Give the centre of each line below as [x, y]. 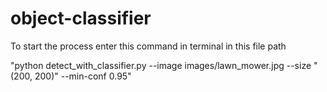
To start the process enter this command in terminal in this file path [148, 46]
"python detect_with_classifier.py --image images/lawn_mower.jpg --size [161, 65]
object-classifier [81, 18]
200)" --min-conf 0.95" [83, 76]
